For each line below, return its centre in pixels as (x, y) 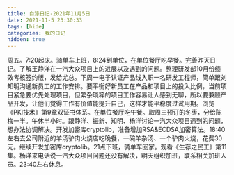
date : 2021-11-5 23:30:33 (45, 20)
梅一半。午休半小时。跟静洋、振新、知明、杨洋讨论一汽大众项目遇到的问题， (117, 121)
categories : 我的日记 (37, 33)
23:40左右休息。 (43, 165)
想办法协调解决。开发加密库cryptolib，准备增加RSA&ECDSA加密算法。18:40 (116, 130)
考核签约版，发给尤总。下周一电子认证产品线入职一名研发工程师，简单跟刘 (120, 78)
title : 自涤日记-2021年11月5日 (49, 14)
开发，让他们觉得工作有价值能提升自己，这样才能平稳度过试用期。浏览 (114, 103)
